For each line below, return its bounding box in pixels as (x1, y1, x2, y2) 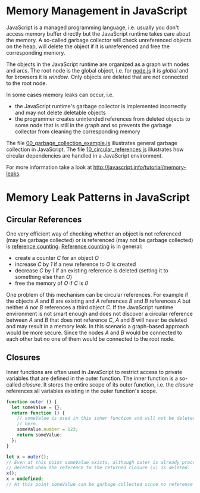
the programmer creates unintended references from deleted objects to (14, 115, 190, 123)
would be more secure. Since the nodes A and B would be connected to (6, 329, 183, 336)
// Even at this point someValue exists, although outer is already (6, 459, 180, 465)
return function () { (11, 410, 65, 416)
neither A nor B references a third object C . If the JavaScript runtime (6, 303, 174, 310)
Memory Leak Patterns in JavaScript (6, 191, 190, 205)
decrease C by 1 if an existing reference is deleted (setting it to (14, 266, 168, 274)
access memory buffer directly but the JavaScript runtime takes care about (6, 30, 190, 37)
